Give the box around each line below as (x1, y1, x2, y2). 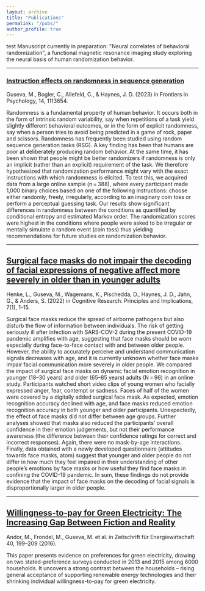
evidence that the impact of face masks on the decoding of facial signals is (6, 477, 195, 485)
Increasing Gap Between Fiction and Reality (6, 517, 176, 528)
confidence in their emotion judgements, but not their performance (6, 426, 175, 433)
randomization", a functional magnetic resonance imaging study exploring (6, 49, 192, 57)
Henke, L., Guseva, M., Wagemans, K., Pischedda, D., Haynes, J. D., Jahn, (6, 291, 192, 298)
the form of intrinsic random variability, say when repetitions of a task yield (6, 115, 195, 123)
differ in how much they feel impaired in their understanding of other (6, 459, 179, 466)
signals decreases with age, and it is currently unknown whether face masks (6, 355, 199, 362)
